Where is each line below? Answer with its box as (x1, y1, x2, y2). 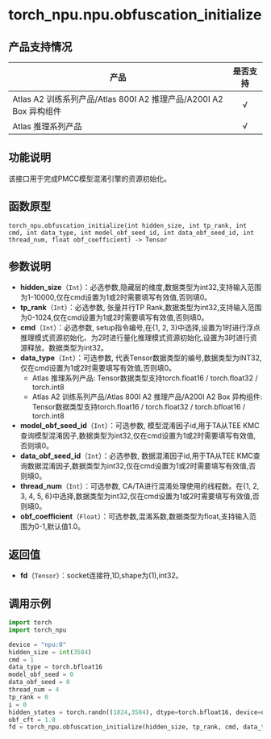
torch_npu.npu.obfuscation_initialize (8, 6, 262, 24)
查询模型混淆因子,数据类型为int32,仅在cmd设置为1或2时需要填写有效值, (19, 430, 256, 441)
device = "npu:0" (8, 640, 67, 649)
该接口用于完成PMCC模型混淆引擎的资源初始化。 (8, 174, 172, 183)
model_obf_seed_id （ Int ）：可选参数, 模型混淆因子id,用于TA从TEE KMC (19, 421, 260, 430)
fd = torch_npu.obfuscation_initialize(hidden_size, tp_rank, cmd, (8, 723, 240, 732)
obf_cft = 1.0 (8, 716, 56, 724)
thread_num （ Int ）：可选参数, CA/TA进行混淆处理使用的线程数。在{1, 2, (19, 481, 260, 491)
